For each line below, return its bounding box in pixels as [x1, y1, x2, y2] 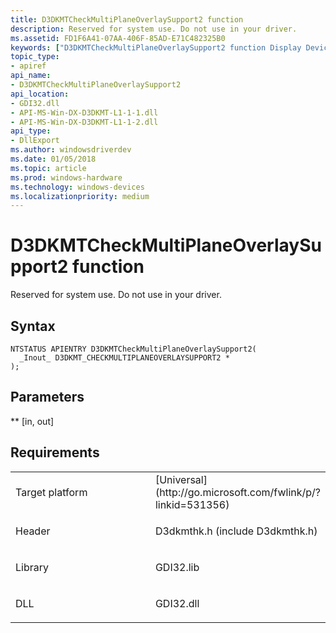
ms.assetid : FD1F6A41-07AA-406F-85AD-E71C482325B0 [10, 33, 226, 43]
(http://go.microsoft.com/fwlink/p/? [154, 485, 321, 499]
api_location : [10, 89, 70, 99]
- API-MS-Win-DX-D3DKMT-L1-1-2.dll [10, 117, 159, 127]
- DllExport [10, 136, 60, 146]
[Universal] [154, 472, 208, 486]
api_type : [10, 126, 52, 136]
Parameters [10, 389, 85, 406]
